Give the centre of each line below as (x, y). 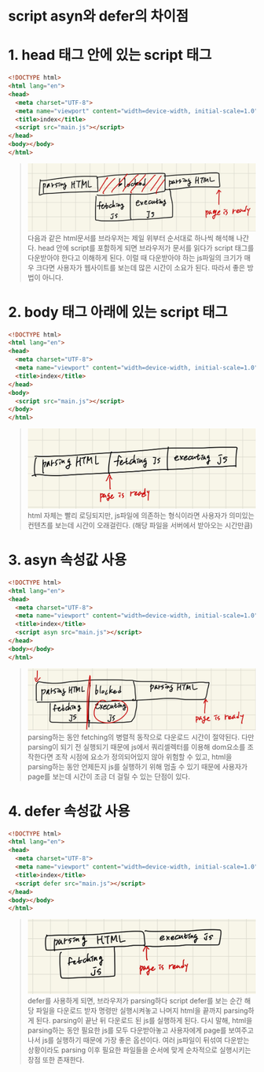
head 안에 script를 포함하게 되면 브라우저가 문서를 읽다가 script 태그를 (146, 248)
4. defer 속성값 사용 (70, 811)
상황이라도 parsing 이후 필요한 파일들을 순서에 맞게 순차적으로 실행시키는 (139, 1050)
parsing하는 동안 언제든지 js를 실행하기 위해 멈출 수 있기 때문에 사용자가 (137, 766)
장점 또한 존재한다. (56, 1060)
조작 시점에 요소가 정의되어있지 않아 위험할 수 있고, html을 (143, 757)
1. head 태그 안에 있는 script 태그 (110, 55)
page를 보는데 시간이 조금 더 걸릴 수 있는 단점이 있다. (109, 776)
